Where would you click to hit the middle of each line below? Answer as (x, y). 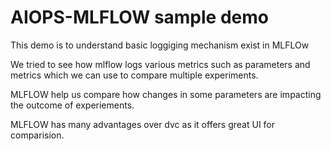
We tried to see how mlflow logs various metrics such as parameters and (160, 64)
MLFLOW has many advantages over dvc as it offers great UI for (143, 124)
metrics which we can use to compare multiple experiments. (134, 75)
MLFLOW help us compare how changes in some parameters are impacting (166, 94)
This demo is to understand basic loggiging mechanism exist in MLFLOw (160, 45)
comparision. (37, 135)
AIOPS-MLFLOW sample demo (139, 17)
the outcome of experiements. (72, 105)
